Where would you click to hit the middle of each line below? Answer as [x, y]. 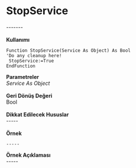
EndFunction [21, 66]
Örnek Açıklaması [28, 155]
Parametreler [23, 77]
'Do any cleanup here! [34, 55]
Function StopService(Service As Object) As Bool [69, 50]
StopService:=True [31, 61]
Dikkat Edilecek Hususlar [38, 114]
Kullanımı [18, 39]
